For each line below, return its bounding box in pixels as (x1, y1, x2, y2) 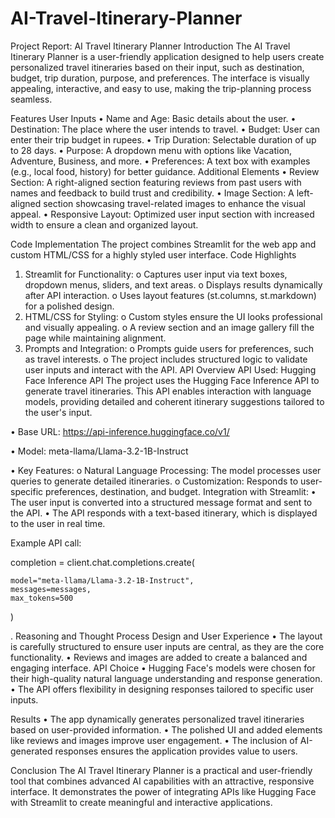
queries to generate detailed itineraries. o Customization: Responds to (10, 475, 299, 487)
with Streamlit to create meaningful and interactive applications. (10, 796, 273, 808)
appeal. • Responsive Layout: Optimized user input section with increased (10, 208, 315, 220)
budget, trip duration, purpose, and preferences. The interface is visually (10, 72, 310, 84)
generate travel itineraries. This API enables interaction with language (24, 385, 312, 397)
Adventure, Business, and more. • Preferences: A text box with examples (10, 155, 311, 167)
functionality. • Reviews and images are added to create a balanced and (10, 651, 308, 663)
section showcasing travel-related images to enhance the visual (43, 197, 306, 209)
